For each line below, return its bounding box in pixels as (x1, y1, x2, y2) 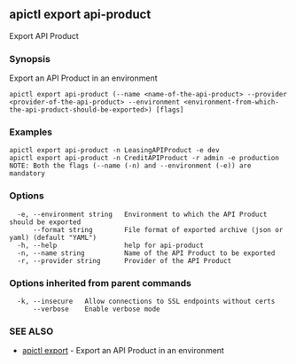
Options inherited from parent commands (9, 276, 192, 289)
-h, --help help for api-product (17, 241, 204, 250)
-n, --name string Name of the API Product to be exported (17, 248, 276, 258)
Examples (9, 126, 53, 138)
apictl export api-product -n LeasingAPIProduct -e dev (9, 146, 220, 155)
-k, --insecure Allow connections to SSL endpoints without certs (17, 297, 276, 306)
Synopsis (9, 52, 51, 65)
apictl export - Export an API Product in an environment (21, 345, 224, 356)
